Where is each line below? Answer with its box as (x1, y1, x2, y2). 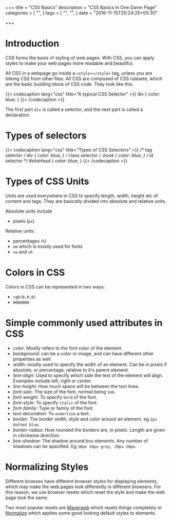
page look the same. (5, 494, 49, 500)
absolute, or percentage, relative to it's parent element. (12, 366, 129, 373)
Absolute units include (5, 208, 53, 214)
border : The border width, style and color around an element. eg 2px (12, 416, 158, 422)
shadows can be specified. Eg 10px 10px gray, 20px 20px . (12, 443, 137, 449)
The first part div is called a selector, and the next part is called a (5, 106, 143, 112)
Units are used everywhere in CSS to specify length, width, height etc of (5, 192, 158, 199)
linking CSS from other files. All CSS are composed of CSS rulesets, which (5, 75, 163, 82)
